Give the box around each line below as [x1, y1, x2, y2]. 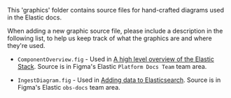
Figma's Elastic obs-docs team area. [17, 83, 120, 91]
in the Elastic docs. [7, 13, 62, 22]
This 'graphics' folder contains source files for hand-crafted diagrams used [7, 6, 225, 14]
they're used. [7, 42, 45, 49]
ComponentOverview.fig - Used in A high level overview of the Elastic [17, 55, 215, 63]
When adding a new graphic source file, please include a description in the [7, 27, 223, 35]
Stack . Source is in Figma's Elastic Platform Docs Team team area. [17, 63, 207, 70]
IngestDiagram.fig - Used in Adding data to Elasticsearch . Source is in [17, 76, 221, 84]
